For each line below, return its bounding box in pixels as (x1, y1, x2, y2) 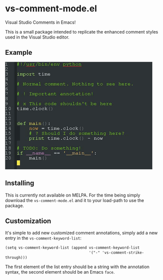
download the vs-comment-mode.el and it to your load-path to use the (5, 197, 144, 203)
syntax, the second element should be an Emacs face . (5, 269, 115, 275)
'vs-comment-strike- (101, 250, 144, 255)
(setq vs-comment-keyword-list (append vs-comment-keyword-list (5, 245, 140, 250)
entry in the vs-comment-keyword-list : (5, 235, 82, 241)
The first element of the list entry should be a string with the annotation (5, 264, 150, 270)
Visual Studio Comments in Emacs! (5, 19, 76, 25)
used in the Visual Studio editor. (5, 34, 70, 40)
